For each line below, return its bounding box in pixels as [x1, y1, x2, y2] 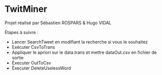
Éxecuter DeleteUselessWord [11, 65, 71, 71]
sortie [11, 54, 24, 60]
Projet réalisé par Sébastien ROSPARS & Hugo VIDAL [4, 20, 112, 26]
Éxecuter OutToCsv [11, 60, 51, 66]
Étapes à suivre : [4, 29, 38, 35]
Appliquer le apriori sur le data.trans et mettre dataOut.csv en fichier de [11, 49, 157, 55]
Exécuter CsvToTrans [11, 44, 55, 50]
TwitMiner [4, 3, 47, 15]
